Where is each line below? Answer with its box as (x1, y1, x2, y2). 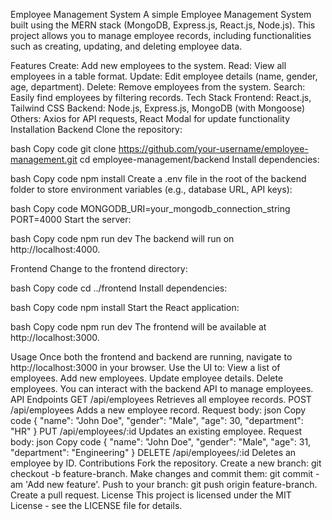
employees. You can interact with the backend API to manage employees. (10, 383, 314, 394)
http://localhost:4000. (10, 244, 101, 255)
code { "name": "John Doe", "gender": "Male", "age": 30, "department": (10, 415, 304, 426)
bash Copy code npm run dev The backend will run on (10, 233, 235, 244)
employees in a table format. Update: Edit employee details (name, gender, (10, 70, 318, 82)
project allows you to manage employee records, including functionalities (10, 30, 312, 41)
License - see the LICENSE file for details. (10, 500, 183, 511)
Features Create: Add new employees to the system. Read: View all (10, 60, 287, 71)
